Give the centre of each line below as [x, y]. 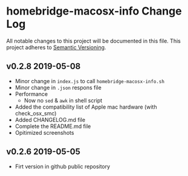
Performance [31, 94]
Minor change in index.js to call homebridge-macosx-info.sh [90, 81]
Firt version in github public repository [63, 166]
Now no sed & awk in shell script [63, 100]
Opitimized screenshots [44, 132]
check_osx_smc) [36, 113]
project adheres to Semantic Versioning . [56, 47]
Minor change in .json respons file [58, 87]
